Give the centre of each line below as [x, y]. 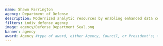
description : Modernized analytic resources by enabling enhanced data [79, 18]
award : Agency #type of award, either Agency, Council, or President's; [80, 36]
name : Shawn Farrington [29, 9]
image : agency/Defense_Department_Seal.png [50, 27]
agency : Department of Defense [37, 14]
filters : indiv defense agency [37, 23]
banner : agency [20, 32]
